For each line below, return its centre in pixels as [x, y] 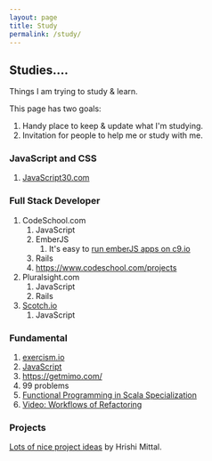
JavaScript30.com [56, 178]
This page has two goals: [55, 109]
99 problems [45, 386]
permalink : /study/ [45, 34]
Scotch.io [40, 305]
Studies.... [39, 70]
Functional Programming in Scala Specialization [110, 395]
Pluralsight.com [51, 277]
